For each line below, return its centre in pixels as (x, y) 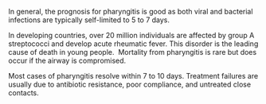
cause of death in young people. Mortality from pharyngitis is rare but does (133, 52)
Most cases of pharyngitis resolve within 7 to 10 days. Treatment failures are (133, 76)
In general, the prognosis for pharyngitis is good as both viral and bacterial (131, 12)
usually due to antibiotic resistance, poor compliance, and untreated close (130, 84)
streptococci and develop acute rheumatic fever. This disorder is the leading (133, 44)
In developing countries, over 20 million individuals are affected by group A (131, 35)
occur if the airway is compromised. (67, 60)
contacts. (24, 93)
